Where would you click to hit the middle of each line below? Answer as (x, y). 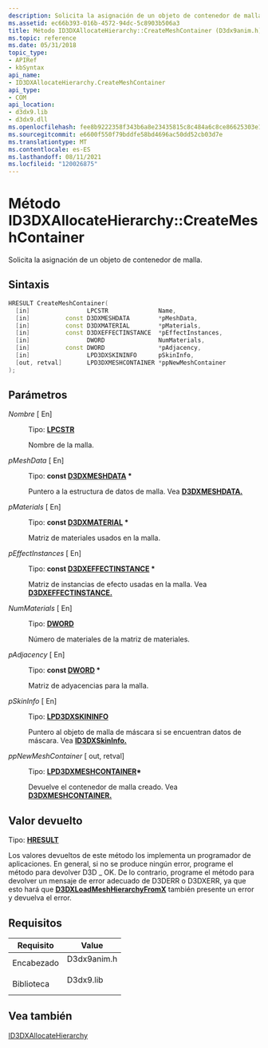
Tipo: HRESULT (33, 840)
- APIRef (23, 61)
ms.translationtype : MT (48, 142)
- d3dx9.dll (28, 120)
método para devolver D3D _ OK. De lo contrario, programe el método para (131, 872)
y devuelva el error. (40, 898)
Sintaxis (29, 285)
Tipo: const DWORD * (65, 670)
